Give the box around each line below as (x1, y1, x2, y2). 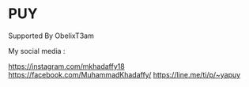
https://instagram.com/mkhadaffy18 (8, 61, 125, 71)
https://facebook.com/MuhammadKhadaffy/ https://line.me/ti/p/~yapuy (8, 70, 241, 79)
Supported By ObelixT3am (8, 31, 95, 40)
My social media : (8, 46, 66, 55)
